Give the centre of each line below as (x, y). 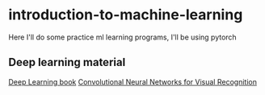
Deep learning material (67, 62)
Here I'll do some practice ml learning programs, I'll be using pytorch (122, 37)
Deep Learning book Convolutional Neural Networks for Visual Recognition (132, 81)
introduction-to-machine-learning (126, 15)
